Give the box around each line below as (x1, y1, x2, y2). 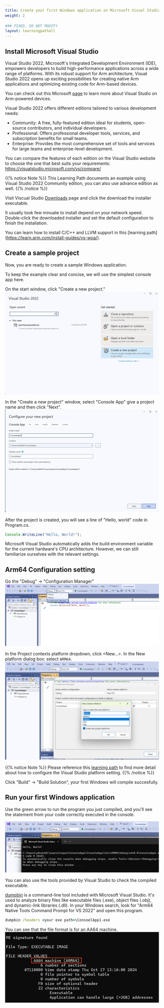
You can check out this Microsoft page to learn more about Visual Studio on (5, 90, 157, 96)
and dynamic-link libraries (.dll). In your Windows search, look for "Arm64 (5, 902, 153, 908)
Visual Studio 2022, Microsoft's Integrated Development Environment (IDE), (5, 60, 157, 66)
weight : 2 (5, 13, 25, 18)
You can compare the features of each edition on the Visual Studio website (5, 155, 156, 161)
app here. (5, 276, 24, 282)
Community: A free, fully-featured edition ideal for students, (12, 120, 133, 126)
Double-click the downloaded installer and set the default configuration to (5, 215, 154, 221)
